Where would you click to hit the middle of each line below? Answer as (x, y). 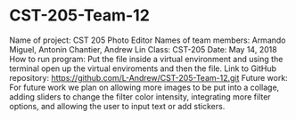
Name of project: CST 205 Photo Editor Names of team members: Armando (148, 40)
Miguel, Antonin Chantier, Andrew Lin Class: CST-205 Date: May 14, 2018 (144, 49)
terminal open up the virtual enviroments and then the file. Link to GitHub (143, 68)
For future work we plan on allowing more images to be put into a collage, (144, 87)
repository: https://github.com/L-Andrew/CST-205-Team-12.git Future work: (148, 77)
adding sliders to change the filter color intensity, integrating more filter (140, 96)
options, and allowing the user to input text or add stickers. (117, 106)
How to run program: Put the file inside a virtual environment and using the (146, 59)
